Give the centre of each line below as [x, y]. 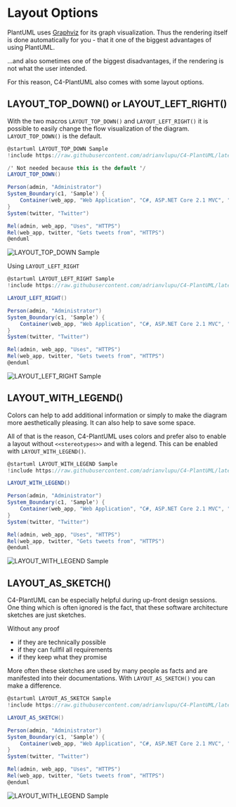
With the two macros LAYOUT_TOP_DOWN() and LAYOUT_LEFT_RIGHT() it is [108, 121]
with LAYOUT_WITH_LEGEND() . [47, 451]
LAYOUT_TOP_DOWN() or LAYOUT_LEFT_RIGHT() [117, 104]
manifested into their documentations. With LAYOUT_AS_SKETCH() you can [111, 678]
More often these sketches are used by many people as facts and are [107, 671]
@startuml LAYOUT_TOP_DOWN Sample [58, 149]
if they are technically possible [62, 642]
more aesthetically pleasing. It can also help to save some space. [101, 422]
